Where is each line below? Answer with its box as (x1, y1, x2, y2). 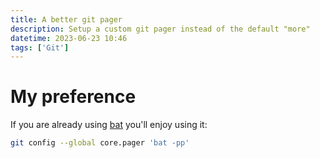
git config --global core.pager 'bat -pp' (10, 138, 190, 148)
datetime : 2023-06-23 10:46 (10, 33, 128, 43)
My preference (10, 86, 137, 108)
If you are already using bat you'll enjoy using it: (10, 119, 208, 131)
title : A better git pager (10, 14, 123, 25)
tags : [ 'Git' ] (10, 42, 70, 53)
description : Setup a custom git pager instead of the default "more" (10, 24, 311, 34)
